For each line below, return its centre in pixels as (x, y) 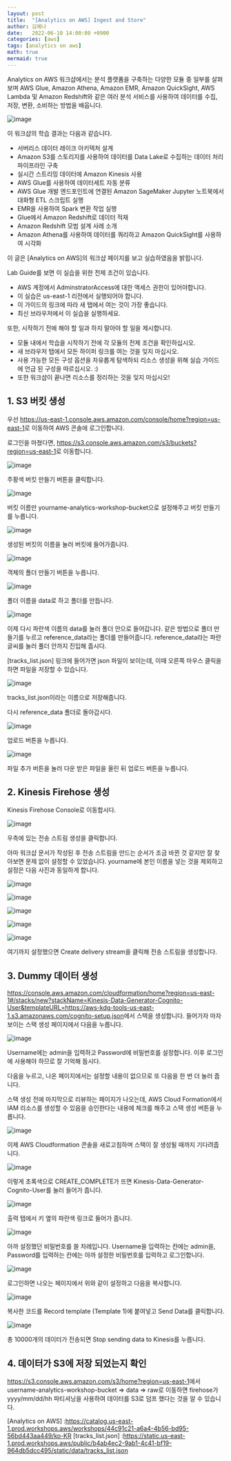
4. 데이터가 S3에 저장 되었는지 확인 (77, 1363)
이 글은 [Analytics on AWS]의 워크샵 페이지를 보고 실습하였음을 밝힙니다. (105, 257)
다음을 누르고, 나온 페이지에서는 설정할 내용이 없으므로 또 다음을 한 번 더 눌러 (110, 1076)
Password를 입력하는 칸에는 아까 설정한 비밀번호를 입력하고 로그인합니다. (106, 1255)
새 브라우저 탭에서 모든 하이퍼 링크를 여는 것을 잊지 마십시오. (98, 351)
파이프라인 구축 (38, 165)
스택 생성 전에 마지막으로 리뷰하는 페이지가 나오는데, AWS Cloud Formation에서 (115, 1099)
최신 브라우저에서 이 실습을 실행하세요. (69, 313)
